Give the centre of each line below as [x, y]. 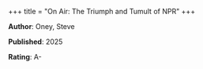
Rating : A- [25, 57]
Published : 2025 [36, 42]
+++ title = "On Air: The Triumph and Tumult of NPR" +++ [102, 11]
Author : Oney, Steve [41, 26]
